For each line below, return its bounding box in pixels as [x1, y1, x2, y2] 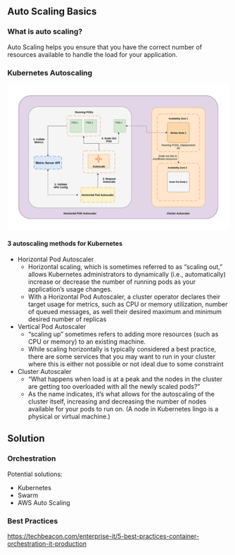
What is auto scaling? [7, 27, 83, 37]
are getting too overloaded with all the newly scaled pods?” [27, 382, 201, 390]
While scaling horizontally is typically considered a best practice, [27, 344, 217, 353]
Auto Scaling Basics [7, 6, 97, 18]
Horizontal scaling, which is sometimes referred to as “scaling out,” [27, 262, 223, 270]
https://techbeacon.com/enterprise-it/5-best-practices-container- [7, 532, 199, 540]
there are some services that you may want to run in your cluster [27, 352, 216, 361]
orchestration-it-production [7, 539, 87, 548]
